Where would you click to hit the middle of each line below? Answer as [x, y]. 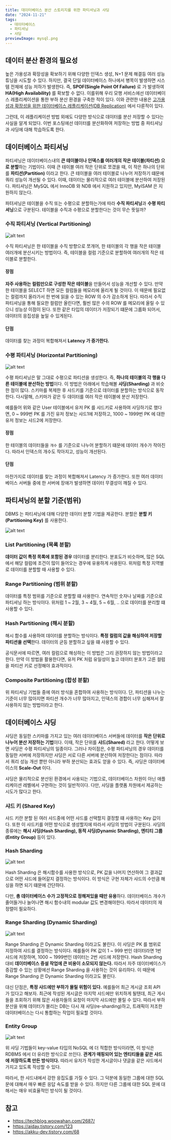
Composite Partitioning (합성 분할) [47, 680]
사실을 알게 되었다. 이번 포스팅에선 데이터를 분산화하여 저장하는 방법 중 [75, 123]
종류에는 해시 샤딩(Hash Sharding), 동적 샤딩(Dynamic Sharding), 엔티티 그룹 [84, 831]
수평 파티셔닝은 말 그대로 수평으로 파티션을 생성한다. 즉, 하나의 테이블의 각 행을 [83, 377]
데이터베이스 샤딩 [31, 723]
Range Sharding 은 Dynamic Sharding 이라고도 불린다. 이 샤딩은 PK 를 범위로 [83, 944]
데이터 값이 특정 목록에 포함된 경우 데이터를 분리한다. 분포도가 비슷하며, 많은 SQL [85, 557]
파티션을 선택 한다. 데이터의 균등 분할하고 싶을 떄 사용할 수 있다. [67, 642]
